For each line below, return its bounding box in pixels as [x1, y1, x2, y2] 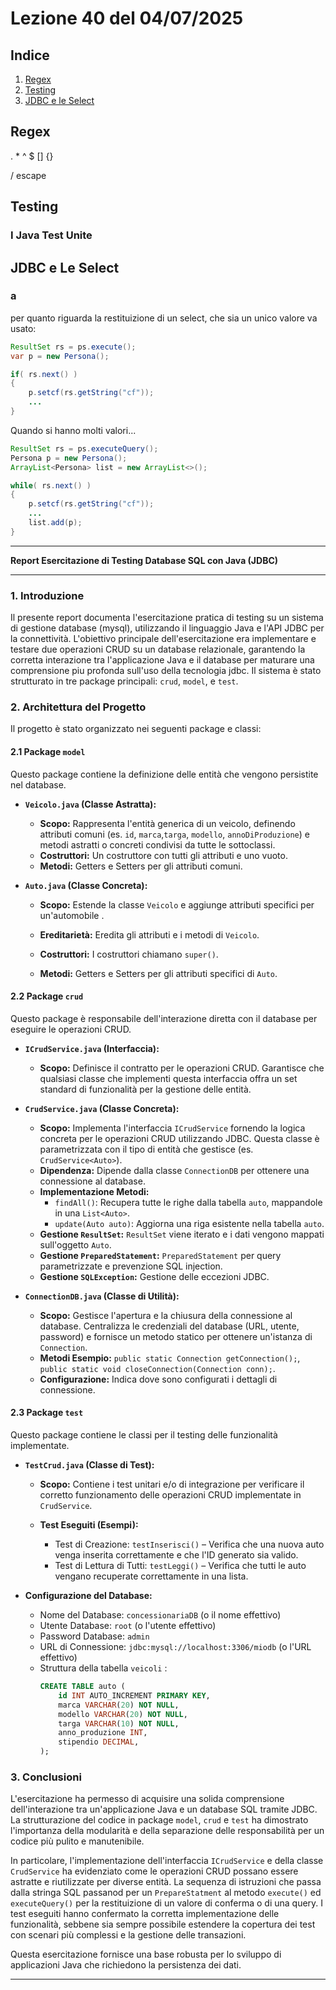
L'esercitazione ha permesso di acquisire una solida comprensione [10, 1793, 285, 1805]
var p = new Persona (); [10, 351, 110, 361]
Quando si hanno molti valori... [10, 424, 137, 436]
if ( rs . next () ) [10, 369, 78, 379]
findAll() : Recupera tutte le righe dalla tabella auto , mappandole [54, 1196, 323, 1208]
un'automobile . [39, 909, 105, 921]
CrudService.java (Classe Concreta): [24, 1102, 180, 1114]
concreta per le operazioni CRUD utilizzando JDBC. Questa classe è [39, 1132, 320, 1144]
